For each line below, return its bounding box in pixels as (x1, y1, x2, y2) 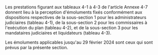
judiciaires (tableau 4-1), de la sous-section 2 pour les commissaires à (5, 19, 148, 25)
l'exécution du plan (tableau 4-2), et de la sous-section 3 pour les (5, 25, 138, 31)
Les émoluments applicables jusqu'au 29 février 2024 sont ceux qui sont (5, 39, 153, 45)
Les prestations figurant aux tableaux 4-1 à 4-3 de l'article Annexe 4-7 (5, 4, 148, 10)
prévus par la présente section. (5, 45, 68, 50)
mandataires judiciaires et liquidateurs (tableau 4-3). (5, 30, 112, 36)
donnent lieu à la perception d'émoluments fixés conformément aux (5, 9, 143, 15)
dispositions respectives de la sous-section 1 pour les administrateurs (5, 15, 147, 20)
